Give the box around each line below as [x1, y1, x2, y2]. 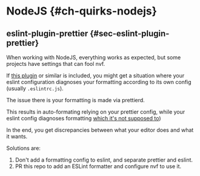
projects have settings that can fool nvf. [6, 60, 105, 67]
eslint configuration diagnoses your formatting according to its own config [6, 79, 192, 85]
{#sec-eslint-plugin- [90, 28, 170, 39]
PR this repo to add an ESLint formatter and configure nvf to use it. [15, 163, 182, 170]
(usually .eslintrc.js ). [6, 85, 64, 92]
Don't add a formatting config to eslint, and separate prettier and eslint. [15, 156, 193, 163]
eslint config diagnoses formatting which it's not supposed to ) [6, 115, 162, 122]
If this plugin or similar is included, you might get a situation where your [6, 72, 185, 79]
